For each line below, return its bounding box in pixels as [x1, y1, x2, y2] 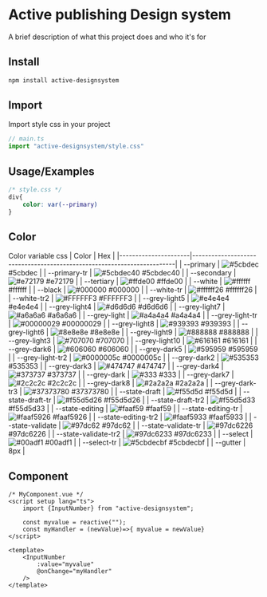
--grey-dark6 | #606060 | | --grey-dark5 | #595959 [8, 345, 259, 354]
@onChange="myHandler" [37, 567, 112, 575]
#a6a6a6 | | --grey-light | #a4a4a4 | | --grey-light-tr [47, 310, 257, 320]
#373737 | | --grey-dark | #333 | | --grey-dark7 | [47, 370, 234, 380]
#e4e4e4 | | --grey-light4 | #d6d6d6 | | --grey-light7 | [8, 302, 226, 312]
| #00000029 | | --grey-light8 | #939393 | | [8, 319, 241, 329]
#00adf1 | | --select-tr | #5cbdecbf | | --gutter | [45, 437, 246, 448]
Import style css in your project [8, 120, 111, 129]
